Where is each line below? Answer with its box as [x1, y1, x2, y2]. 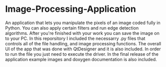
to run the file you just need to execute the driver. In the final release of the [5, 51, 159, 57]
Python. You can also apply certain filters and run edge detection [5, 25, 139, 31]
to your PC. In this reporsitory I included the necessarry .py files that [5, 35, 146, 41]
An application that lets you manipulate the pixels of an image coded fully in [5, 20, 161, 26]
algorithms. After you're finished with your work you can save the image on [5, 30, 160, 36]
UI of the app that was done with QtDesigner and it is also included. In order [5, 46, 161, 52]
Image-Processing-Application [5, 3, 136, 15]
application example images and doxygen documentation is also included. [5, 56, 157, 62]
